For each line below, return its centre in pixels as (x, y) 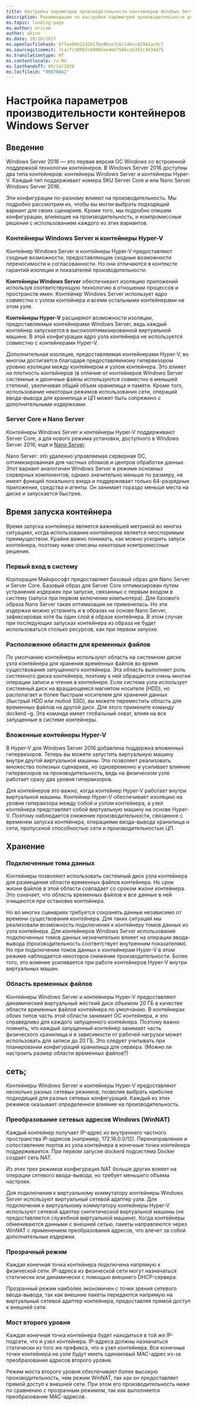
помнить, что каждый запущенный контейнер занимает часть (84, 1028)
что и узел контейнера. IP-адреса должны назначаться (99, 1341)
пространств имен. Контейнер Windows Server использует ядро (87, 294)
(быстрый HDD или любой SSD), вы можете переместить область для (94, 701)
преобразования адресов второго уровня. (59, 1360)
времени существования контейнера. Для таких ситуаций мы (84, 919)
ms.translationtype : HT (35, 55)
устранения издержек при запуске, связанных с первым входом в (89, 591)
